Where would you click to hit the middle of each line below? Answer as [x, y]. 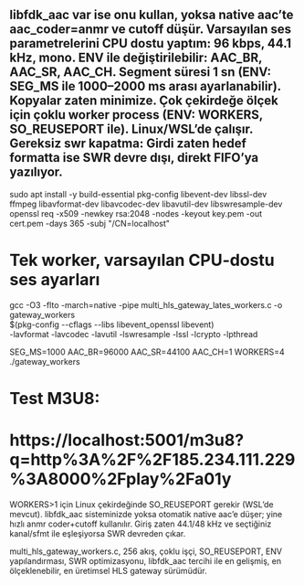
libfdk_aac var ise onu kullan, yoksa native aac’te [152, 15]
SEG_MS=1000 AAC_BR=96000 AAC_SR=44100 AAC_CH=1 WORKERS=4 [147, 352]
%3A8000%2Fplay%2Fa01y [121, 479]
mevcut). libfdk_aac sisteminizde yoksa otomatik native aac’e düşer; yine [146, 514]
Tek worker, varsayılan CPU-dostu [142, 261]
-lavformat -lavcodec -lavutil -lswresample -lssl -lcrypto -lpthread [134, 334]
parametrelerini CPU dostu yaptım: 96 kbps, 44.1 [151, 43]
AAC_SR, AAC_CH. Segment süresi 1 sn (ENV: [141, 72]
